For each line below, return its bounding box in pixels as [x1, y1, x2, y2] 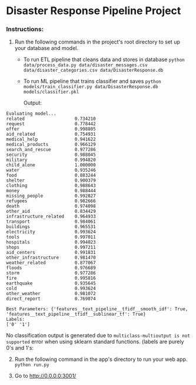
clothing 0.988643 [6, 183, 96, 189]
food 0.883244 [6, 172, 96, 179]
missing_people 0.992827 [6, 193, 96, 199]
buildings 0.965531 [6, 224, 96, 230]
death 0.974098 [6, 203, 96, 209]
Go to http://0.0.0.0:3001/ [14, 372, 77, 380]
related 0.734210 [6, 116, 96, 122]
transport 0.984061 [6, 219, 96, 225]
